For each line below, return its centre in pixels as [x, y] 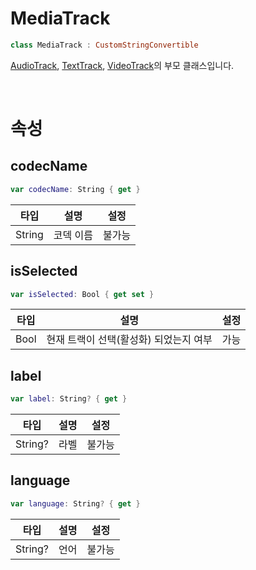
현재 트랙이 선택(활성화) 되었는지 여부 [129, 340]
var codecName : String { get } [75, 189]
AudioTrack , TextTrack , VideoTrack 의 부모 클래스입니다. [122, 65]
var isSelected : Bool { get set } [82, 294]
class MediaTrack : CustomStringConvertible [104, 45]
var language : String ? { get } [75, 503]
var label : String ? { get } [69, 399]
